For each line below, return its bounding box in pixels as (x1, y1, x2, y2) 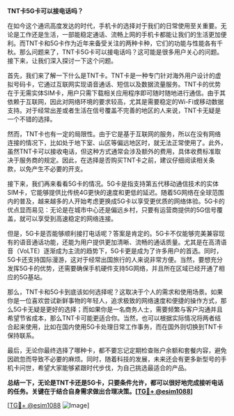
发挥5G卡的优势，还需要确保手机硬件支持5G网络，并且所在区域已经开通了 (7, 265, 219, 272)
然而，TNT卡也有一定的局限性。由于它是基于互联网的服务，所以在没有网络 (7, 130, 221, 138)
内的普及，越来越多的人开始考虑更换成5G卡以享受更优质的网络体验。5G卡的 (7, 197, 225, 205)
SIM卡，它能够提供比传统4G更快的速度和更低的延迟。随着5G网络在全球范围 (7, 188, 224, 196)
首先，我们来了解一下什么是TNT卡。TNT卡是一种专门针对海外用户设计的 (7, 71, 216, 80)
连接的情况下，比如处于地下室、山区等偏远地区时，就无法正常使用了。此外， (7, 139, 227, 147)
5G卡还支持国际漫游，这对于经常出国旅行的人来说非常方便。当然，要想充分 (7, 255, 223, 264)
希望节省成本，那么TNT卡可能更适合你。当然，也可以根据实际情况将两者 (7, 314, 215, 322)
